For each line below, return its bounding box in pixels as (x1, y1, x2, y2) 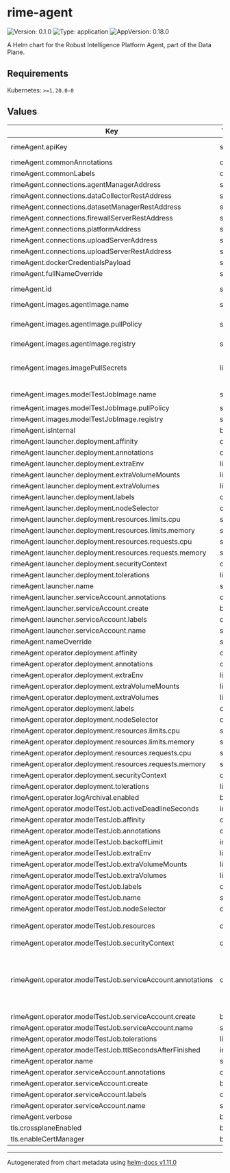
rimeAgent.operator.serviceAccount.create (10, 1079, 149, 1088)
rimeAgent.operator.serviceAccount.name (10, 1100, 146, 1110)
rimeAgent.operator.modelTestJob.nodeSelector (10, 904, 166, 913)
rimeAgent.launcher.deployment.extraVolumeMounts (10, 470, 180, 479)
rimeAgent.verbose (10, 1111, 73, 1121)
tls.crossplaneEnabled (10, 1123, 82, 1133)
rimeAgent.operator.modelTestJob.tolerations (10, 1034, 157, 1044)
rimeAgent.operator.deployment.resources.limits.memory (10, 737, 195, 746)
